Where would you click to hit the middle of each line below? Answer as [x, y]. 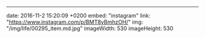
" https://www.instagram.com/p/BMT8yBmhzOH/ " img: [75, 22]
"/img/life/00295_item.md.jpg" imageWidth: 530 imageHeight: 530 [90, 28]
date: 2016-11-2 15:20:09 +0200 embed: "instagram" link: [78, 15]
